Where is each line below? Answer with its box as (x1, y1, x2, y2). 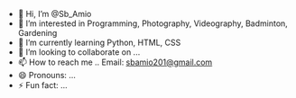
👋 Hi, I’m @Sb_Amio (17, 9, 92, 19)
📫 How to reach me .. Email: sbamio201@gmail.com (17, 57, 213, 67)
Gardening (17, 28, 58, 38)
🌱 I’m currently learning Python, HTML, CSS (17, 37, 181, 48)
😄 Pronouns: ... (17, 70, 77, 80)
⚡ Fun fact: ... (17, 80, 68, 90)
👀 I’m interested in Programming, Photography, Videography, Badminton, (17, 18, 289, 29)
